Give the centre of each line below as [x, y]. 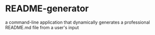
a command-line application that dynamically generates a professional [77, 22]
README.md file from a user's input [42, 27]
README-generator [47, 9]
